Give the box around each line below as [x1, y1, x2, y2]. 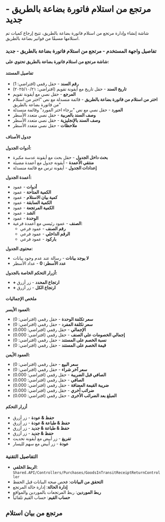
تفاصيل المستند [5, 70, 33, 76]
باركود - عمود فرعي [20, 236, 57, 242]
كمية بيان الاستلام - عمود [12, 194, 58, 200]
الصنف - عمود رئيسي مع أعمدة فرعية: [12, 220, 83, 226]
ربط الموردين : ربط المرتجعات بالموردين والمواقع [12, 490, 101, 495]
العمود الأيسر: [5, 306, 31, 312]
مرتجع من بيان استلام [5, 509, 63, 517]
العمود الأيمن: [5, 352, 30, 357]
